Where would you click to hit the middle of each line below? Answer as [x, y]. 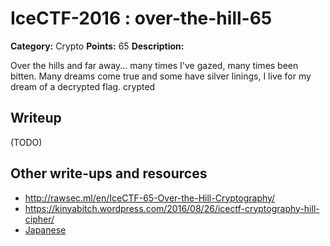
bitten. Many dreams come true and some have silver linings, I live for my [161, 76]
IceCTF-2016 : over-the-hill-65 [141, 18]
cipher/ [39, 219]
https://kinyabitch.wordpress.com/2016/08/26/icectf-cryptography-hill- [172, 208]
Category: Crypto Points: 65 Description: [97, 46]
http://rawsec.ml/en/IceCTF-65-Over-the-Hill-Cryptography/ [150, 198]
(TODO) [26, 142]
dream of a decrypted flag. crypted [83, 86]
